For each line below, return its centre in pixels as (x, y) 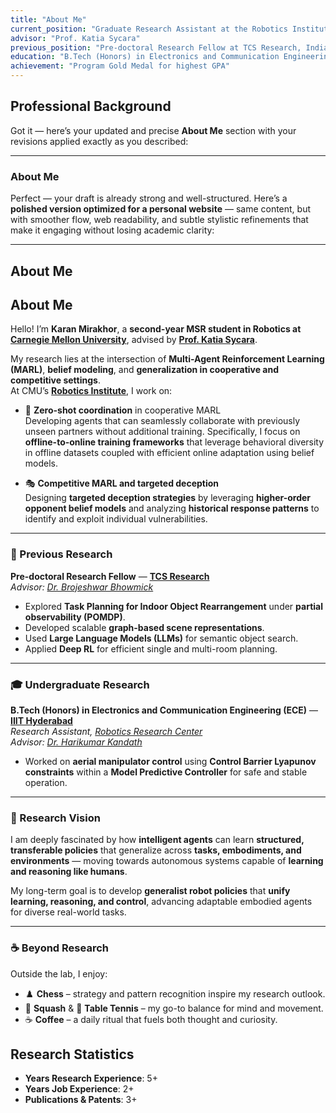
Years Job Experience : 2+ (79, 1089)
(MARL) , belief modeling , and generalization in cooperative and (145, 370)
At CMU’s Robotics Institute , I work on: (91, 391)
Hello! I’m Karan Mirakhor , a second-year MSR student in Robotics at (156, 329)
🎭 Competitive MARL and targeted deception (122, 483)
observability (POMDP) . (75, 617)
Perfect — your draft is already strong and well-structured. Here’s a (149, 198)
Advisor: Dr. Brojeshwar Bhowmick (82, 587)
